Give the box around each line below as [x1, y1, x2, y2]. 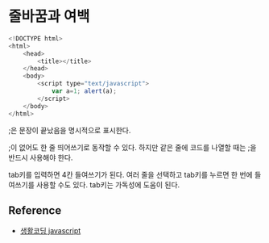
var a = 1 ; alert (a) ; [51, 87, 117, 95]
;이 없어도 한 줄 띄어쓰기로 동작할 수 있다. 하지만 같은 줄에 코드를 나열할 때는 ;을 [8, 142, 257, 152]
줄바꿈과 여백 [8, 7, 90, 26]
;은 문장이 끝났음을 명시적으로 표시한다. [8, 125, 131, 135]
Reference [8, 203, 62, 217]
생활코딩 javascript [19, 226, 81, 236]
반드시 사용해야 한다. [8, 153, 73, 162]
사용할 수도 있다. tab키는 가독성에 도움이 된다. [35, 179, 180, 190]
